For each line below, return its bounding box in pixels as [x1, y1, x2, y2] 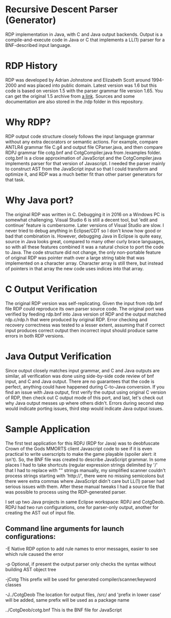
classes [5, 582, 21, 588]
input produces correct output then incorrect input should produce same [5, 327, 158, 333]
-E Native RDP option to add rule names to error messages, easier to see [5, 546, 158, 552]
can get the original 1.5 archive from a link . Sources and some [5, 93, 135, 99]
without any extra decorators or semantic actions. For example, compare [5, 139, 158, 145]
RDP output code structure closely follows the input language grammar [5, 133, 155, 139]
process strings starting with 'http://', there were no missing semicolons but [5, 473, 164, 479]
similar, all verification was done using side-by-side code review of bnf [5, 373, 154, 379]
